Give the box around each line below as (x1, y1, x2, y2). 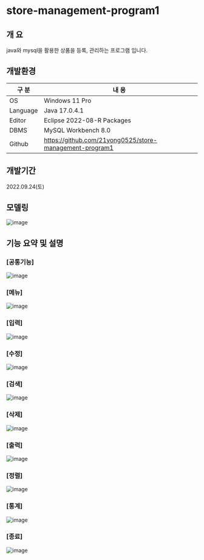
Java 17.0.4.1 (43, 106, 84, 114)
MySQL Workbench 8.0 (43, 126, 111, 134)
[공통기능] (6, 258, 35, 266)
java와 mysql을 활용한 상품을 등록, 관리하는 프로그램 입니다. (6, 47, 148, 54)
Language (9, 106, 38, 114)
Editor (9, 116, 26, 125)
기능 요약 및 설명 (6, 238, 64, 248)
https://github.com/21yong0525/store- (43, 136, 158, 144)
